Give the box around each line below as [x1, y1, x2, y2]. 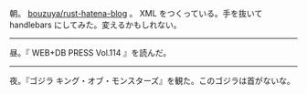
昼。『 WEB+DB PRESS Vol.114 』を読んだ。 [9, 47, 172, 57]
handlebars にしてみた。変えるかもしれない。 [9, 19, 182, 30]
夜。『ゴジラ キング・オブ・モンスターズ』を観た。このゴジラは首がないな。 [9, 76, 295, 86]
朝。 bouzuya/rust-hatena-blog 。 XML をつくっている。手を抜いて [9, 8, 263, 18]
